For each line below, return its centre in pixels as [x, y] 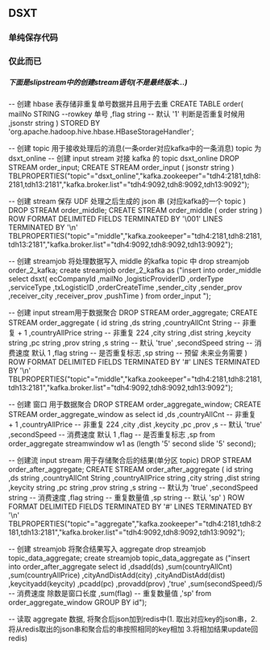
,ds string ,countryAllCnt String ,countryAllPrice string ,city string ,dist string [134, 478]
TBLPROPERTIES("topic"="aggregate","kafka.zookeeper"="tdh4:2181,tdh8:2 [135, 524]
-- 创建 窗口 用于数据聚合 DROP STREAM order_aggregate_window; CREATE [135, 404]
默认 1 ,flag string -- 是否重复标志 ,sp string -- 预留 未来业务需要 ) [139, 353]
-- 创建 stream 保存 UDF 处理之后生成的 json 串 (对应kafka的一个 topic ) [127, 202]
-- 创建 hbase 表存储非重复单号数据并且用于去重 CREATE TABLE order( [126, 104]
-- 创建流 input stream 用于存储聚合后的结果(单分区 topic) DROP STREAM [130, 460]
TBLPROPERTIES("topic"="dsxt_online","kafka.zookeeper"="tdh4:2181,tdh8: [135, 176]
